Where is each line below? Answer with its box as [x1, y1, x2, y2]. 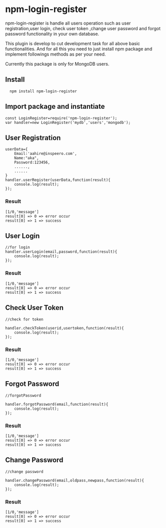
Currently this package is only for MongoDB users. [5, 61, 109, 67]
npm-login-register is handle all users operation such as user [5, 20, 131, 26]
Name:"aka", [14, 155, 39, 161]
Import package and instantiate [5, 102, 105, 111]
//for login [5, 245, 30, 250]
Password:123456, [14, 160, 50, 165]
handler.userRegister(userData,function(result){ [5, 178, 111, 183]
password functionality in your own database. [5, 31, 99, 37]
